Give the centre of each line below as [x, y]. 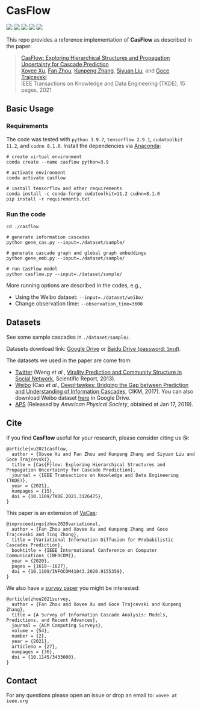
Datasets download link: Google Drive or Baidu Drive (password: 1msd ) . [94, 348]
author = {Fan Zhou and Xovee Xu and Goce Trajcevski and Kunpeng [97, 604]
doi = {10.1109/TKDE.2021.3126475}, [57, 496]
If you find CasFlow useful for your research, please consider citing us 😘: [98, 438]
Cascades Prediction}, [35, 545]
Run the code [26, 214]
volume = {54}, [31, 631]
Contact [22, 681]
